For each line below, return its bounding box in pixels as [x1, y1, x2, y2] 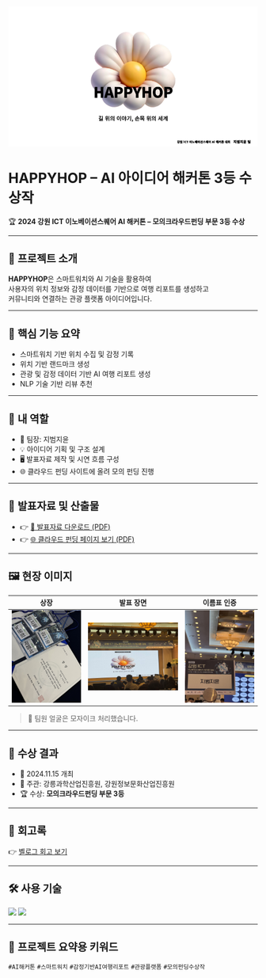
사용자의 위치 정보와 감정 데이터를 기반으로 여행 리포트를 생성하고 [8, 284, 210, 294]
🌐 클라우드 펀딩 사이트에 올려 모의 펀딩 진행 [19, 466, 154, 477]
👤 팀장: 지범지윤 [19, 435, 70, 444]
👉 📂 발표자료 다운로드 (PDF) [19, 522, 111, 531]
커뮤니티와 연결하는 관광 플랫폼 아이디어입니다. [8, 294, 153, 303]
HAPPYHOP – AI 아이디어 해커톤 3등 [8, 169, 236, 187]
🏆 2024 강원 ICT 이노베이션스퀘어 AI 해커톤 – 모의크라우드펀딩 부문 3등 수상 [8, 216, 245, 226]
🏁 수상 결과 [8, 747, 59, 760]
